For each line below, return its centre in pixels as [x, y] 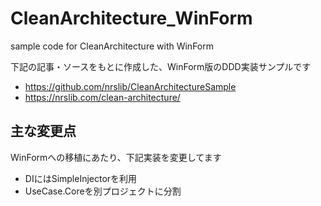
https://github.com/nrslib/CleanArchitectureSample [130, 86]
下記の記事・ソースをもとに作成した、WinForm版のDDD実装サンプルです [161, 66]
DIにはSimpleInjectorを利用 [81, 178]
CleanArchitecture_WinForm [131, 18]
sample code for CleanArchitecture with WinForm [112, 46]
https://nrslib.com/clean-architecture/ [102, 97]
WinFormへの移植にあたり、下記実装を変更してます [116, 157]
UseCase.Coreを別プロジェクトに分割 [103, 191]
